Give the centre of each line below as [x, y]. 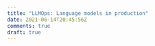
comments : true [29, 26]
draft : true [24, 32]
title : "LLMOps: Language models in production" [78, 13]
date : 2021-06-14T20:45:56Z [47, 20]
